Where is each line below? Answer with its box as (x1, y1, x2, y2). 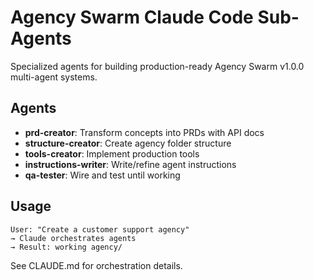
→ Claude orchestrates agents (10, 233, 137, 243)
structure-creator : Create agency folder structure (24, 137, 232, 149)
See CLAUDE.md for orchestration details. (10, 259, 183, 271)
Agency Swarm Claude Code (10, 6, 254, 29)
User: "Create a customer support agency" (10, 224, 190, 235)
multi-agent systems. (10, 71, 98, 83)
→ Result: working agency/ (10, 242, 123, 252)
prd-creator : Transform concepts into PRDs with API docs (24, 126, 265, 138)
